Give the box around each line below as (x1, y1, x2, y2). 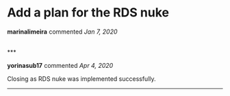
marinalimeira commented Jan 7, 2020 (7, 27, 118, 36)
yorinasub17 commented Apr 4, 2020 (7, 61, 114, 69)
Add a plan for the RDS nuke (7, 5, 170, 21)
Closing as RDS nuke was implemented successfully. (7, 74, 156, 83)
